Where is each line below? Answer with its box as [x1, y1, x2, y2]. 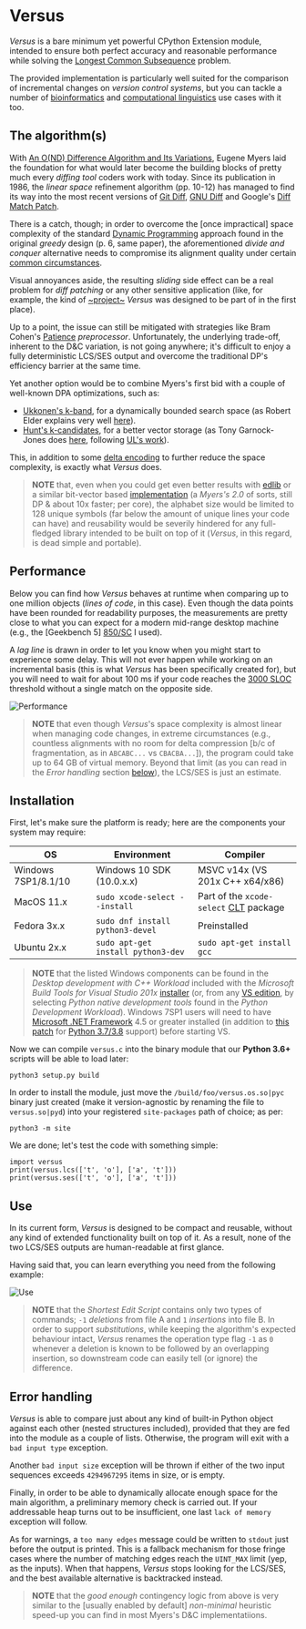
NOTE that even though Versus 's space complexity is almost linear [31, 718, 282, 729]
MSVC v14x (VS [197, 864, 268, 876]
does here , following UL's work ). [47, 434, 170, 445]
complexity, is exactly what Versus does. [9, 461, 162, 472]
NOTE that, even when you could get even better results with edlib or [31, 479, 291, 490]
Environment [113, 848, 171, 861]
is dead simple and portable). [31, 537, 142, 548]
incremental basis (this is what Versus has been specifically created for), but [9, 663, 297, 674]
